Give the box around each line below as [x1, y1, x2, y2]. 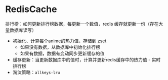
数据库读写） [9, 27, 36, 33]
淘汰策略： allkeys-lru [12, 69, 60, 75]
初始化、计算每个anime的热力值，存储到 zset [12, 38, 107, 44]
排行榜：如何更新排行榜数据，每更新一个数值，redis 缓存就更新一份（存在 [5, 21, 159, 27]
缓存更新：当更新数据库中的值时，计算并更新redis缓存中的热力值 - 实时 [12, 56, 161, 62]
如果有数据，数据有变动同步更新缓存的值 [20, 50, 105, 56]
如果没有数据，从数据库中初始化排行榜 [20, 44, 100, 50]
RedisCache [5, 4, 57, 15]
